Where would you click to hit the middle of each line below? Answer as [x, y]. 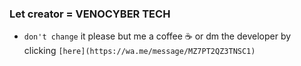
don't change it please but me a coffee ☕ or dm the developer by [157, 36]
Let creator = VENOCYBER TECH [90, 14]
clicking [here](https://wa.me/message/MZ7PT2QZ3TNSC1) [139, 51]
